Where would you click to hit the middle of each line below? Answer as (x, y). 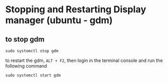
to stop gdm (25, 39)
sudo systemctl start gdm (33, 75)
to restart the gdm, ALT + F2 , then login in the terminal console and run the (84, 60)
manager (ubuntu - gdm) (59, 20)
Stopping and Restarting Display (76, 9)
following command (26, 66)
